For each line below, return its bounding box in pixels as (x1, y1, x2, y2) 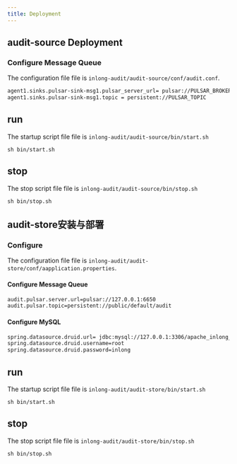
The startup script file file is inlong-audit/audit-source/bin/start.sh (7, 132, 209, 141)
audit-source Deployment (7, 37, 123, 49)
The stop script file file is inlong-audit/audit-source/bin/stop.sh (7, 184, 198, 192)
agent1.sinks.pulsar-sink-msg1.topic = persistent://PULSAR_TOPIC (7, 94, 207, 101)
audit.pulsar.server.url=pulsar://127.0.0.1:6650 (7, 296, 157, 303)
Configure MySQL (7, 318, 61, 326)
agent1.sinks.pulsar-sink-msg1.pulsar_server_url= (7, 88, 159, 95)
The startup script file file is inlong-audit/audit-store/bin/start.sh (7, 385, 206, 393)
